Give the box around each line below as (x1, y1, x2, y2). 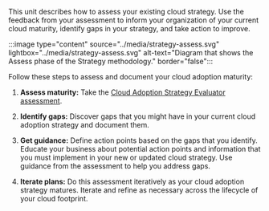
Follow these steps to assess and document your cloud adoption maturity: (8, 72, 253, 81)
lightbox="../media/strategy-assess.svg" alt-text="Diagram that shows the (8, 48, 254, 57)
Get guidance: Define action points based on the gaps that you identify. (19, 136, 259, 145)
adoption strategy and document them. (19, 120, 150, 129)
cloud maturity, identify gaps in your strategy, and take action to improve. (8, 24, 251, 33)
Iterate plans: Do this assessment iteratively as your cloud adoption (19, 177, 245, 186)
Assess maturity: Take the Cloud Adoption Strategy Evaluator (19, 87, 226, 97)
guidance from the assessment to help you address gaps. (19, 161, 211, 171)
